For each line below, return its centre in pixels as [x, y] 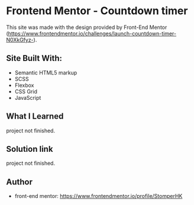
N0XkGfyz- [20, 40]
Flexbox [24, 85]
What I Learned [35, 116]
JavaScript [28, 97]
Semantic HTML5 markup [46, 73]
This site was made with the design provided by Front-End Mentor [87, 27]
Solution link [30, 149]
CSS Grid [26, 91]
